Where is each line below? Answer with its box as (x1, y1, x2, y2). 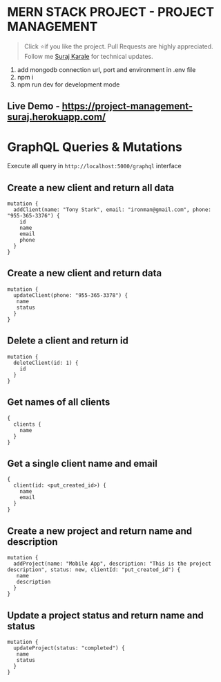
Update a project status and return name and (7, 609, 204, 621)
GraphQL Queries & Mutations (7, 139, 183, 154)
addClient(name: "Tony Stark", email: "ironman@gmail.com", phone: (13, 206, 212, 213)
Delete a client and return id (7, 335, 129, 347)
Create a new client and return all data (7, 181, 175, 194)
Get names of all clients (7, 396, 110, 409)
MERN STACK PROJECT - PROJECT (7, 4, 215, 20)
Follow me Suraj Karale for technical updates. (23, 52, 153, 60)
